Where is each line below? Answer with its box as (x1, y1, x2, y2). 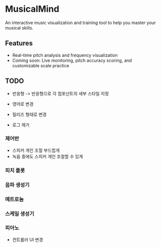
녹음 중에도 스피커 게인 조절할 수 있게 (12, 153, 83, 159)
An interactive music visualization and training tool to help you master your (5, 20, 156, 26)
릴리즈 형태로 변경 (12, 111, 47, 117)
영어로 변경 (12, 101, 34, 107)
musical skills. (5, 25, 33, 30)
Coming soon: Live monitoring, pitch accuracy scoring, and (12, 57, 132, 63)
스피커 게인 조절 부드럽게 (12, 147, 60, 153)
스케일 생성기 (5, 210, 34, 217)
